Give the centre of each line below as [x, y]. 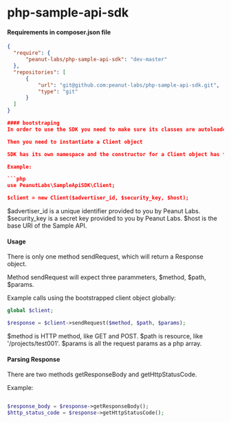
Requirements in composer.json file [59, 32]
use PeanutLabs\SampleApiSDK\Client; [61, 186]
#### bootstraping [33, 123]
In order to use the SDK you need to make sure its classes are [101, 129]
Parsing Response [34, 359]
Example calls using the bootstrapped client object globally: [92, 298]
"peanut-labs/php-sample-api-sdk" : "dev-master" [96, 60]
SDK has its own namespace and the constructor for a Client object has [113, 154]
